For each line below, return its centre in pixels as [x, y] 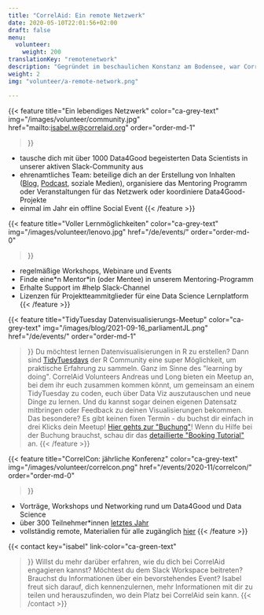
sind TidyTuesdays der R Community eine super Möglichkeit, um [132, 360]
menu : [17, 37]
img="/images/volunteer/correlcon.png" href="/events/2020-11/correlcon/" [130, 467]
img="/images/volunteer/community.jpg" [74, 119]
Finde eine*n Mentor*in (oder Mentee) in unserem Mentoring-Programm [136, 279]
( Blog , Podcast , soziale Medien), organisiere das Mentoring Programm [133, 183]
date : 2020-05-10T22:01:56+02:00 [63, 23]
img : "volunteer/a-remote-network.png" [73, 81]
